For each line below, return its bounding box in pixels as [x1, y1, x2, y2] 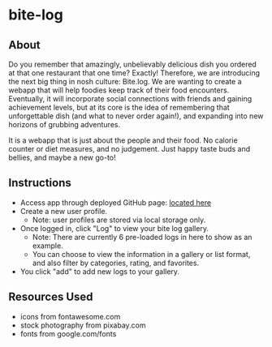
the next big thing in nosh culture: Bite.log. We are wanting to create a [8, 77, 242, 86]
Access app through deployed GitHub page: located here [19, 197, 212, 208]
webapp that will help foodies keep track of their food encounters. [8, 85, 230, 95]
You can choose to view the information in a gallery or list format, [32, 249, 251, 259]
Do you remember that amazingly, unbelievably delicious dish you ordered [8, 59, 257, 69]
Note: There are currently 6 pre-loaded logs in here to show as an [32, 232, 253, 242]
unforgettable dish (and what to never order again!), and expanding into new [8, 111, 264, 121]
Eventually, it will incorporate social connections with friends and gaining [8, 94, 253, 103]
